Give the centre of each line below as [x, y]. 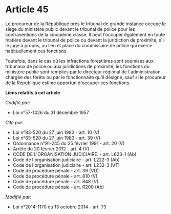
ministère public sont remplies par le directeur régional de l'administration [83, 72]
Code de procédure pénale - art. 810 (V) [55, 176]
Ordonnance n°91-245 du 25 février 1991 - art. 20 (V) [69, 143]
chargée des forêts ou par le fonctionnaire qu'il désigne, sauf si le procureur [85, 77]
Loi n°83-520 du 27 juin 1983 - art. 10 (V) [56, 132]
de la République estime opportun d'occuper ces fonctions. [68, 83]
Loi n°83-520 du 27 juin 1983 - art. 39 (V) [57, 138]
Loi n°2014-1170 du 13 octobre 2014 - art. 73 [59, 207]
